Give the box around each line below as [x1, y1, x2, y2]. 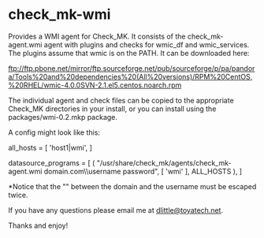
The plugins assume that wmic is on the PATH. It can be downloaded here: [8, 48, 250, 58]
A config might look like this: [8, 128, 101, 137]
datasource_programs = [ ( [8, 158, 95, 167]
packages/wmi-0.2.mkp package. [8, 112, 118, 121]
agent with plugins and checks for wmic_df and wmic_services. [43, 39, 250, 49]
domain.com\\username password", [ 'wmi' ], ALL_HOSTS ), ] [43, 166, 243, 176]
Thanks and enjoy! [8, 221, 69, 230]
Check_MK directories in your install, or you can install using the [8, 104, 217, 113]
